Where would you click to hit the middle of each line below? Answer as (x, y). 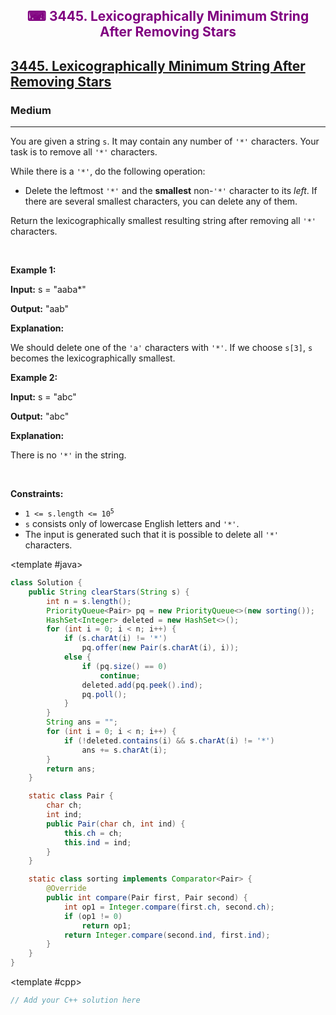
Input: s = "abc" (43, 397)
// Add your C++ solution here (75, 1000)
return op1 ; (106, 925)
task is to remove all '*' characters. (84, 152)
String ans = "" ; (82, 722)
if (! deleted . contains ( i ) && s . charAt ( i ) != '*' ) (169, 740)
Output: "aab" (40, 309)
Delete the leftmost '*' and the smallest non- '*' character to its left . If (171, 191)
